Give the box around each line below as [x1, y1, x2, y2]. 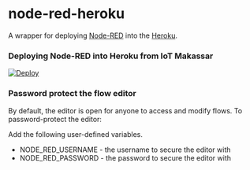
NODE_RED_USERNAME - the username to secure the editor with [19, 145, 231, 154]
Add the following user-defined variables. [8, 129, 144, 139]
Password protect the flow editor [8, 88, 136, 99]
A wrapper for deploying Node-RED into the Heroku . [8, 31, 177, 40]
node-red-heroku [8, 5, 125, 23]
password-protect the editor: [8, 114, 103, 124]
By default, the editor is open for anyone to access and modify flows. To [8, 105, 243, 115]
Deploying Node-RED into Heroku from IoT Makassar [8, 50, 214, 61]
